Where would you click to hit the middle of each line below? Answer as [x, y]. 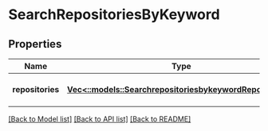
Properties [35, 44]
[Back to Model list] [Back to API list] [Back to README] [100, 119]
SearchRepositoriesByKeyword [114, 15]
